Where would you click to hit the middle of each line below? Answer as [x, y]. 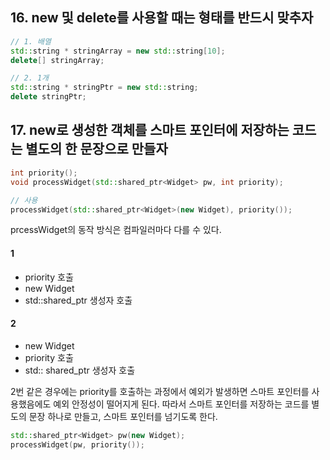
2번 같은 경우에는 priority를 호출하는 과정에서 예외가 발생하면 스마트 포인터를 [160, 391]
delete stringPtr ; [48, 97]
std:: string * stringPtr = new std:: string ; [104, 88]
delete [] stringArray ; [57, 60]
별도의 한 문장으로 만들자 [96, 149]
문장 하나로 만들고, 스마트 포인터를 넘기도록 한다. [123, 416]
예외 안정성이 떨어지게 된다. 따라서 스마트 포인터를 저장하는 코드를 [181, 404]
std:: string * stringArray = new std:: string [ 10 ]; [118, 51]
